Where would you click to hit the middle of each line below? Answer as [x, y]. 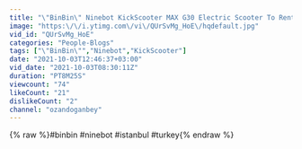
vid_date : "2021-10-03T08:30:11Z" [74, 68]
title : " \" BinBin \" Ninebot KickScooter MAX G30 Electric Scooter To [142, 18]
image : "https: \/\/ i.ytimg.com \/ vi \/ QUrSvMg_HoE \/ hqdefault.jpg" [134, 26]
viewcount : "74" [40, 84]
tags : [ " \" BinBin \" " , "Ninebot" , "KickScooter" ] [98, 51]
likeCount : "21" [40, 92]
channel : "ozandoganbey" [56, 110]
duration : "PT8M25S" [48, 76]
